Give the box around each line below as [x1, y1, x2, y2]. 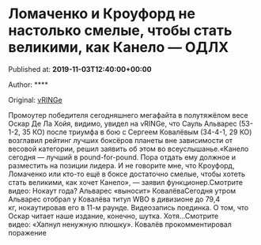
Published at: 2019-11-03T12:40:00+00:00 [8, 64, 152, 73]
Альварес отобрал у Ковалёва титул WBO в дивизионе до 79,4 [8, 194, 220, 204]
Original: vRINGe [8, 95, 62, 104]
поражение [8, 228, 47, 237]
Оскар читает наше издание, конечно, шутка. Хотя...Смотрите [8, 211, 219, 220]
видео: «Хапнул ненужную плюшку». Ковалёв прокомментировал [8, 219, 232, 229]
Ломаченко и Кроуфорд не [8, 5, 196, 23]
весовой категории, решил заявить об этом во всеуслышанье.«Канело [8, 144, 249, 153]
